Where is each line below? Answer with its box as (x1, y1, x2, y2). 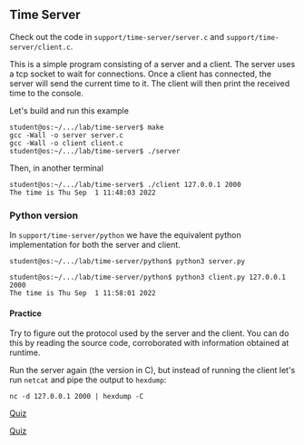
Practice (9, 308, 43, 319)
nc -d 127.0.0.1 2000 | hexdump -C (9, 392, 144, 401)
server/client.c (9, 43, 71, 52)
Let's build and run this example (9, 104, 130, 116)
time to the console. (9, 87, 84, 98)
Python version (9, 209, 79, 222)
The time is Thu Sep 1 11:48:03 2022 (9, 188, 156, 197)
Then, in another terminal (9, 163, 104, 173)
